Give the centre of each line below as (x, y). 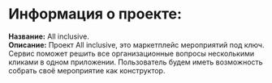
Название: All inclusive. (49, 36)
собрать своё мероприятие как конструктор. (87, 70)
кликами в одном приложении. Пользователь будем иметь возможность (136, 62)
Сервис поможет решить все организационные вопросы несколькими (131, 53)
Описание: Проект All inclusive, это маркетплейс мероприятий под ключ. (136, 44)
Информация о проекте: (95, 14)
